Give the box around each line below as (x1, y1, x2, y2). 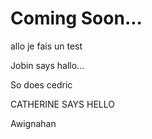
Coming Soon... (10, 7, 143, 30)
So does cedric (10, 78, 73, 91)
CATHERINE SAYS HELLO (10, 98, 115, 110)
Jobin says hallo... (10, 59, 85, 71)
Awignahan (10, 117, 57, 129)
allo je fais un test (10, 40, 83, 52)
